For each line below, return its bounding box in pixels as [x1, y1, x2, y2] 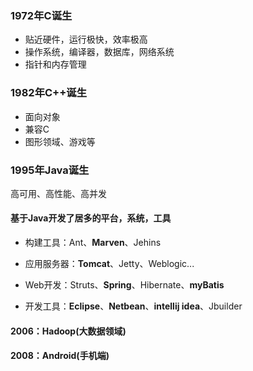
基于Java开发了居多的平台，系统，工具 [10, 212, 172, 224]
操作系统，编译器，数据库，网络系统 [24, 46, 175, 58]
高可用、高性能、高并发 [10, 187, 107, 199]
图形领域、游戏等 [24, 135, 96, 147]
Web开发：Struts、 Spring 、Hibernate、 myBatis [24, 279, 225, 291]
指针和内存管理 [24, 58, 87, 71]
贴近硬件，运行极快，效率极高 [24, 33, 148, 46]
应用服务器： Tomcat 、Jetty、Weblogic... [24, 258, 195, 270]
